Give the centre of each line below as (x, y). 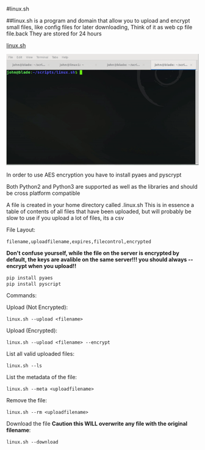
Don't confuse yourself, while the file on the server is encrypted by (93, 253)
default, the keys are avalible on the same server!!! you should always (97, 259)
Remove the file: (27, 401)
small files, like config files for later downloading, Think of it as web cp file (99, 27)
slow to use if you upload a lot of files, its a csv (65, 218)
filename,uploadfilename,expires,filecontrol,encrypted (79, 242)
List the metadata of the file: (42, 377)
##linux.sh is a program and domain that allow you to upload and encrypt (98, 20)
